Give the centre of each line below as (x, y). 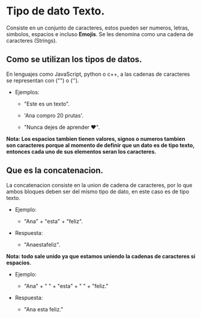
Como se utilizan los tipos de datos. (74, 59)
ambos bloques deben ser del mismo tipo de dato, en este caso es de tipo (98, 192)
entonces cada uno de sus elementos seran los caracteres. (81, 151)
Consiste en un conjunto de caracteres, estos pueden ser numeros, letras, (98, 28)
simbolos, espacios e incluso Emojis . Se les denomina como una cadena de (100, 34)
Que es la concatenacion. (55, 171)
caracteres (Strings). (32, 40)
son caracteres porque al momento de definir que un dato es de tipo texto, (100, 145)
